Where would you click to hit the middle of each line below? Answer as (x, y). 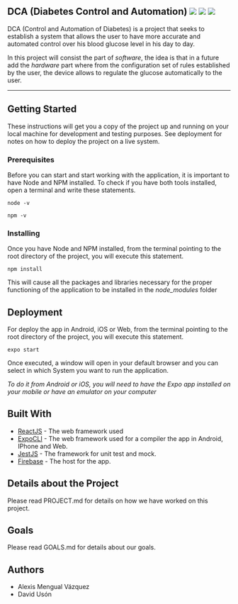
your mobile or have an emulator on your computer (82, 392)
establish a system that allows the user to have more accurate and (104, 36)
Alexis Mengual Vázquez (53, 587)
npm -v (17, 216)
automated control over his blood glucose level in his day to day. (101, 44)
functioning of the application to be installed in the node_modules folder (112, 290)
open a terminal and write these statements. (72, 190)
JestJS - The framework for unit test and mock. (87, 454)
